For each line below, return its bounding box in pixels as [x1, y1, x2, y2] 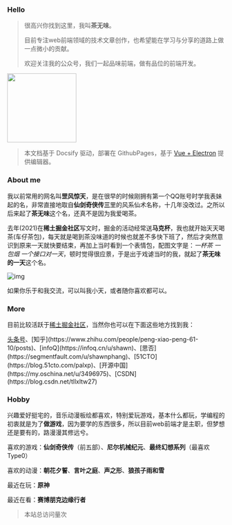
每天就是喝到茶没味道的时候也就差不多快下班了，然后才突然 [48, 232, 217, 241]
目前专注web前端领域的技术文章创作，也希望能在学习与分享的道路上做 [23, 36, 224, 44]
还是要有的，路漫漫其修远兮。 [7, 428, 92, 437]
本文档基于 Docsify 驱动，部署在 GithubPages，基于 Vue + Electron [23, 149, 216, 157]
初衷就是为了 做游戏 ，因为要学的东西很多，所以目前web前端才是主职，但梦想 [7, 419, 225, 428]
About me [7, 175, 41, 185]
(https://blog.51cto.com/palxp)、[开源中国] [7, 361, 128, 369]
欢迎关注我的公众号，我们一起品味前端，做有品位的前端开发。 [23, 59, 200, 68]
